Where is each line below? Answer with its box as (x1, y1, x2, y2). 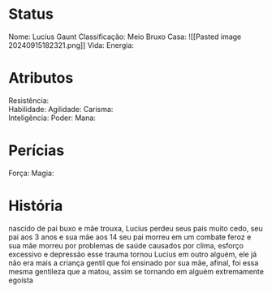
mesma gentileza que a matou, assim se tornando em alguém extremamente (8, 266, 264, 276)
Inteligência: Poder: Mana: (8, 113, 96, 123)
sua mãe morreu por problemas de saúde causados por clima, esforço (8, 240, 244, 250)
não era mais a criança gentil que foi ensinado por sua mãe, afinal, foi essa (8, 257, 259, 268)
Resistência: (8, 95, 50, 106)
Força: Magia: (8, 168, 54, 178)
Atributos (8, 69, 74, 88)
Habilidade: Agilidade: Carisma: (8, 104, 114, 114)
